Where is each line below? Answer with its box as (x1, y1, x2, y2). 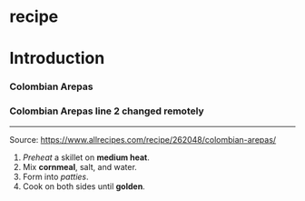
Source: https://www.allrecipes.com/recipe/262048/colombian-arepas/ (9, 134, 277, 145)
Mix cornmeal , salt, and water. (22, 161, 138, 172)
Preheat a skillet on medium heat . (22, 152, 150, 163)
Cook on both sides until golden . (22, 180, 145, 192)
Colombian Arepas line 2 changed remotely (9, 105, 204, 117)
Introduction (9, 48, 105, 69)
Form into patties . (22, 171, 89, 182)
